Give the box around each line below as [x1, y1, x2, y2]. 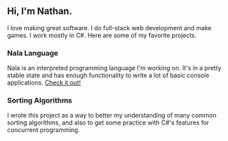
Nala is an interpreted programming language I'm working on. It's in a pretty [7, 64, 222, 72]
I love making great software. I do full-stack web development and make [7, 23, 212, 32]
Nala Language [7, 48, 58, 58]
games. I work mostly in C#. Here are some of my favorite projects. [7, 31, 197, 39]
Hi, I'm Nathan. [7, 6, 73, 17]
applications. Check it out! [7, 78, 81, 87]
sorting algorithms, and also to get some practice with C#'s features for [7, 118, 209, 127]
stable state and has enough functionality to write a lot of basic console [7, 72, 209, 80]
